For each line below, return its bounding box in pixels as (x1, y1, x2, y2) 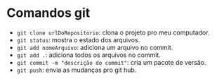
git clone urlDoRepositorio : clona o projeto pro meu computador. (16, 28, 210, 37)
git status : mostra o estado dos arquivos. (16, 35, 140, 44)
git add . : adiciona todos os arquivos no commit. (16, 51, 161, 59)
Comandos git (6, 5, 91, 21)
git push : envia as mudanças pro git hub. (16, 66, 137, 74)
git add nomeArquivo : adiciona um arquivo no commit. (16, 43, 173, 51)
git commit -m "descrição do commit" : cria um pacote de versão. (16, 58, 206, 66)
